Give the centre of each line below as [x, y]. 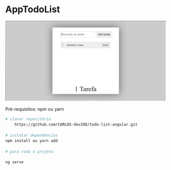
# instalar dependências [32, 136]
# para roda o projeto [29, 152]
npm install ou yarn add [32, 141]
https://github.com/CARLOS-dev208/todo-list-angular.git [76, 125]
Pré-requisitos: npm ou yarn [35, 109]
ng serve [15, 162]
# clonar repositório [28, 119]
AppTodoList [33, 9]
